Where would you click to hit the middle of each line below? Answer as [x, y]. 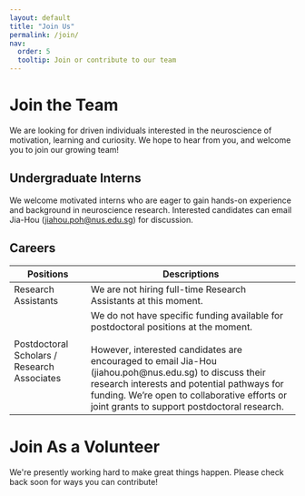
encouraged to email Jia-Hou [154, 360]
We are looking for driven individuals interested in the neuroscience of [141, 130]
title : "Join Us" [42, 26]
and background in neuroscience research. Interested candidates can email [151, 209]
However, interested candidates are [167, 349]
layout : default [40, 18]
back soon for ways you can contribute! [84, 481]
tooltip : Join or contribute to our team [97, 60]
